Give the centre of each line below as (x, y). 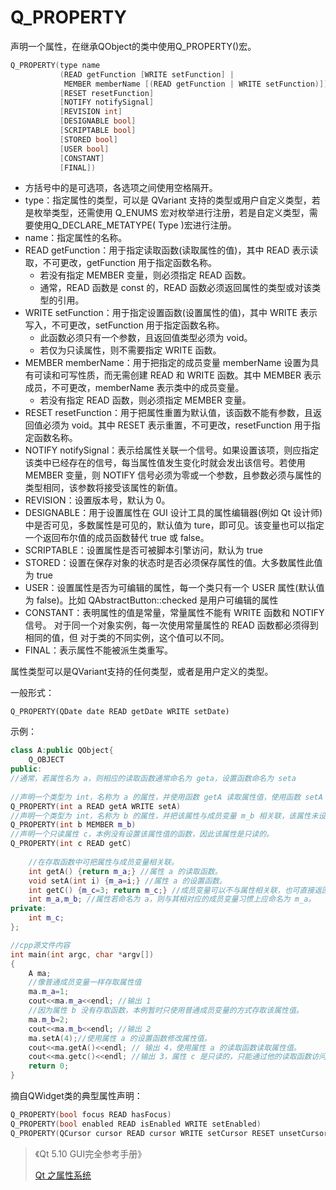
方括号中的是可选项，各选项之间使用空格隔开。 (121, 188)
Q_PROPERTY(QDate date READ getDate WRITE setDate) (120, 712)
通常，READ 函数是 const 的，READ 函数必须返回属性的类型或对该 (176, 288)
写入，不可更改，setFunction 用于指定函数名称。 (124, 325)
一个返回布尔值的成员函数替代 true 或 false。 (117, 538)
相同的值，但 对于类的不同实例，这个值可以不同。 (127, 638)
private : (28, 909)
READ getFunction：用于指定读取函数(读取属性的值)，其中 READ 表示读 (171, 250)
